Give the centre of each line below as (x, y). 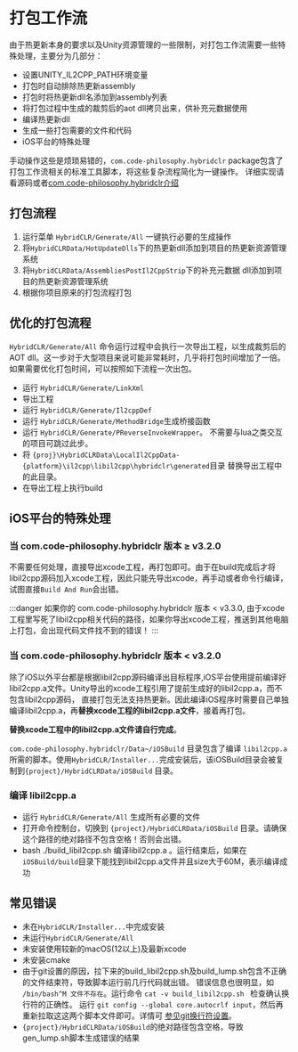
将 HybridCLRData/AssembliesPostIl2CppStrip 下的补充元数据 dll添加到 (148, 270)
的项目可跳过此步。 (57, 443)
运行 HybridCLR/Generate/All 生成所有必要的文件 (111, 817)
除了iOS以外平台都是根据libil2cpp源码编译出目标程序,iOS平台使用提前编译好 (148, 677)
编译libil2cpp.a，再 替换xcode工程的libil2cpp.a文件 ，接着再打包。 (130, 710)
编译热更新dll (46, 119)
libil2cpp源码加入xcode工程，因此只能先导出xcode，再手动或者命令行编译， (149, 578)
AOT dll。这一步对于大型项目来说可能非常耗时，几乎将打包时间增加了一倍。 (147, 357)
